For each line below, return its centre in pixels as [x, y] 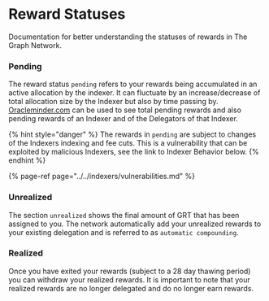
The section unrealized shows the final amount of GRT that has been [124, 215]
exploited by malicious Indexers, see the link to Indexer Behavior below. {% [134, 152]
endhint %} [27, 160]
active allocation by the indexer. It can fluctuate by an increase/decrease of [134, 93]
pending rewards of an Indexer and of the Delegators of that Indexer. [123, 119]
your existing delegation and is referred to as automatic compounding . [124, 232]
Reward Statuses [67, 14]
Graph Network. [35, 45]
